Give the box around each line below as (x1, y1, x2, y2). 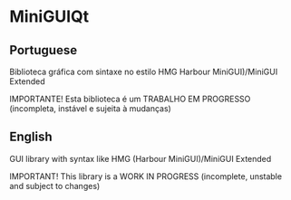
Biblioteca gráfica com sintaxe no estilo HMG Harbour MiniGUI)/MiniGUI (9, 66, 278, 77)
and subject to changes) (9, 180, 101, 191)
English (9, 129, 53, 145)
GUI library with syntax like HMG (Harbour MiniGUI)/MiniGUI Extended (9, 153, 272, 164)
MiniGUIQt (9, 6, 90, 27)
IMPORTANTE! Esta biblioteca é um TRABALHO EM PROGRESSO (9, 93, 251, 104)
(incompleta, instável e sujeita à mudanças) (9, 103, 172, 114)
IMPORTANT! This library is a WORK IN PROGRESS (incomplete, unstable (9, 170, 283, 182)
